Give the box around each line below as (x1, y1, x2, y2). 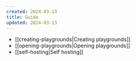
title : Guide (6, 14, 39, 20)
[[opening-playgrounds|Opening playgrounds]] (14, 42, 131, 49)
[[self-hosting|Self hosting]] (14, 49, 84, 56)
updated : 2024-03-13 (6, 20, 58, 25)
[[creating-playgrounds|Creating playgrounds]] (14, 36, 131, 43)
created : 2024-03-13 (6, 8, 58, 15)
